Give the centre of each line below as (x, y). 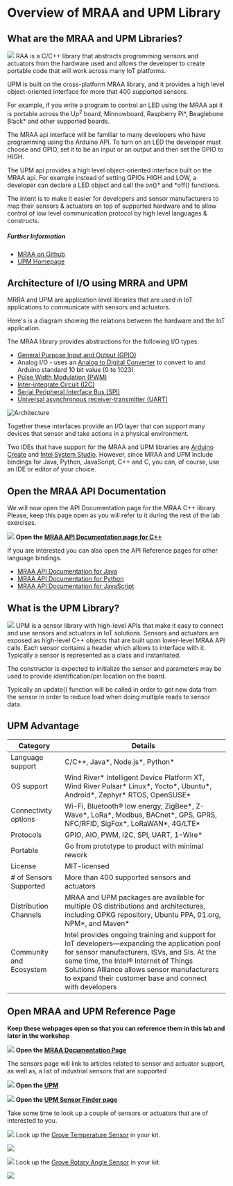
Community (29, 952)
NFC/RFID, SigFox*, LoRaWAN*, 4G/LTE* (133, 823)
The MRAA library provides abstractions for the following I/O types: (103, 341)
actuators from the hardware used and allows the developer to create (106, 63)
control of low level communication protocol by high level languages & (107, 213)
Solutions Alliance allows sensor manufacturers (142, 969)
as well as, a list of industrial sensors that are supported (87, 1071)
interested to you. (32, 1120)
